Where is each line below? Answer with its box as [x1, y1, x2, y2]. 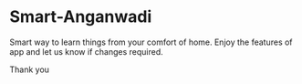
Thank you [9, 64, 50, 75]
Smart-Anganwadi [9, 6, 152, 27]
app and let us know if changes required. [9, 46, 163, 57]
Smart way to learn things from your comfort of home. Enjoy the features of [9, 37, 294, 47]
